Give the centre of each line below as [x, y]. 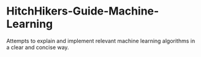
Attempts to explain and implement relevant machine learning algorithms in [101, 41]
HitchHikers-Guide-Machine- [83, 11]
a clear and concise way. [38, 47]
